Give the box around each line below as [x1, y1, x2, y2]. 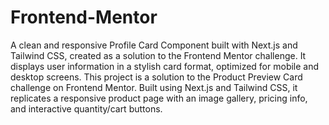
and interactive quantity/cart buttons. [10, 102, 163, 115]
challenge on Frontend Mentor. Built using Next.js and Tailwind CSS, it [10, 81, 298, 93]
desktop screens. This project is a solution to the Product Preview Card [10, 71, 303, 83]
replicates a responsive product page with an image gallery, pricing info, [10, 92, 308, 104]
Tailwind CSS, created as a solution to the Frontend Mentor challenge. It [10, 49, 307, 61]
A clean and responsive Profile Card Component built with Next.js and [10, 39, 298, 51]
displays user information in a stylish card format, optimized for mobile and [10, 60, 320, 72]
